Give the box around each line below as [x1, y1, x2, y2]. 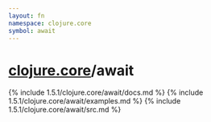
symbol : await [8, 26, 56, 35]
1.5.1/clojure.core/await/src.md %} [8, 105, 122, 115]
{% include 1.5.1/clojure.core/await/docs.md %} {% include [8, 87, 204, 97]
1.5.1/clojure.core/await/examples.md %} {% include [8, 96, 181, 106]
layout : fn [8, 11, 45, 20]
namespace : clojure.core [8, 19, 92, 27]
